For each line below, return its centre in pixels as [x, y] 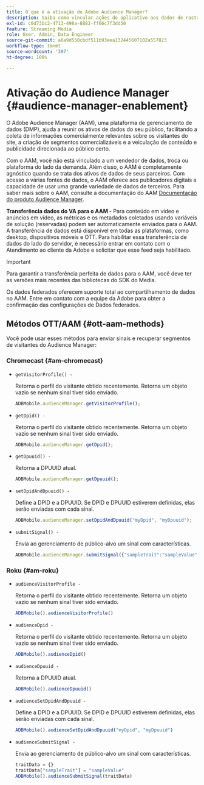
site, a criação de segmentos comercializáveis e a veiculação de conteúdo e [102, 142]
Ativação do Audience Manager [88, 93]
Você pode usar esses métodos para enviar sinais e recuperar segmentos [99, 338]
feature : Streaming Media [39, 29]
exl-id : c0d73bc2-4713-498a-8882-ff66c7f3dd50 [66, 23]
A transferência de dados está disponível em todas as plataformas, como [98, 230]
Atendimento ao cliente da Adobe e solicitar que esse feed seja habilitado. [99, 250]
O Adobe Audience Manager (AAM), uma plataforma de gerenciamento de [99, 123]
